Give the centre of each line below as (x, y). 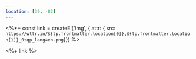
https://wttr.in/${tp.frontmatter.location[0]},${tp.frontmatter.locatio (98, 34)
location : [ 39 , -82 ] (31, 11)
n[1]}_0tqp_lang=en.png (35, 40)
